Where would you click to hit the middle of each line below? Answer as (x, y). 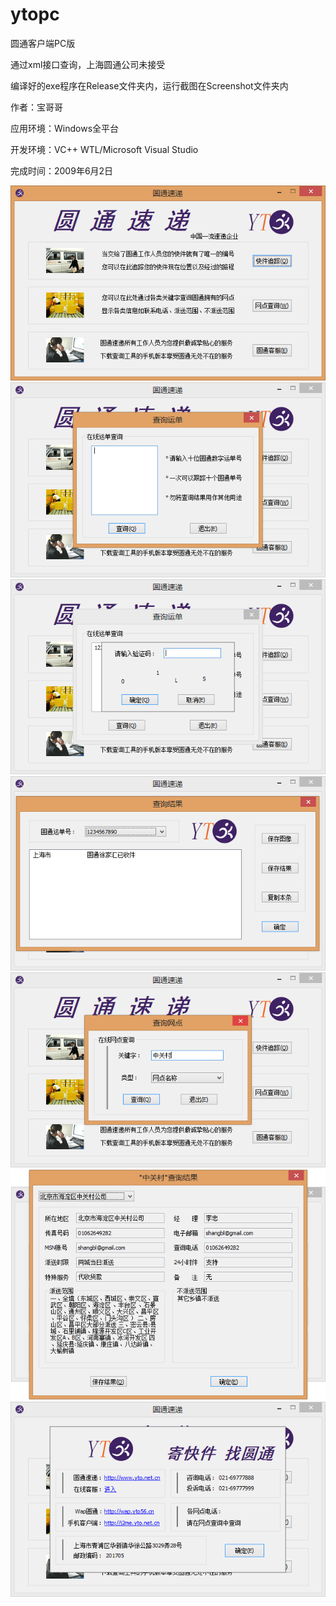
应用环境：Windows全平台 (65, 128)
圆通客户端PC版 (43, 43)
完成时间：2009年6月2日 (62, 170)
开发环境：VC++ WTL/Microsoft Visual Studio (104, 149)
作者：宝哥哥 (36, 107)
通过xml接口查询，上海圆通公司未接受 (88, 64)
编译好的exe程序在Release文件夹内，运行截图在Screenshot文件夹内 (149, 85)
